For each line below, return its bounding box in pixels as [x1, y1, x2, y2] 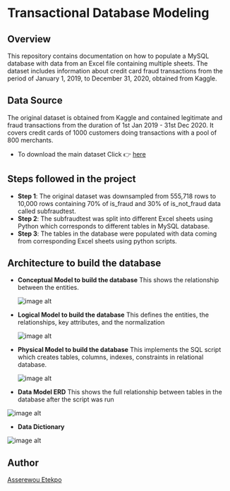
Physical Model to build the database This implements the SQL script [17, 346, 222, 354]
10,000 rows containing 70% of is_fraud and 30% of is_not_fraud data [17, 199, 221, 207]
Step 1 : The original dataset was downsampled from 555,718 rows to [17, 192, 217, 200]
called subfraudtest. [17, 207, 76, 215]
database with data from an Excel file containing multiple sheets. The [7, 59, 208, 68]
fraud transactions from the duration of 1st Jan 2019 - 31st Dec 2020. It [7, 121, 214, 129]
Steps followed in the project [7, 173, 136, 185]
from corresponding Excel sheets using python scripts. [17, 236, 178, 245]
